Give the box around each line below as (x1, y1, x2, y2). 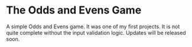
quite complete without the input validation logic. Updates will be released (6, 29, 186, 36)
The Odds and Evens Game (6, 4, 142, 17)
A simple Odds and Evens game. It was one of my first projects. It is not (6, 23, 180, 30)
